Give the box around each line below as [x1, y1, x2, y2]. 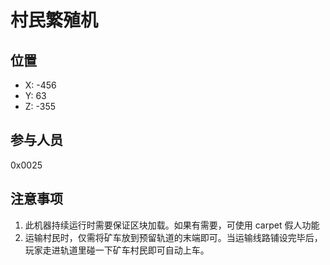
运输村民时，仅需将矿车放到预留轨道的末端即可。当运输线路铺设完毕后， [24, 231, 323, 243]
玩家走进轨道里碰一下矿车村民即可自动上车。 [24, 244, 210, 256]
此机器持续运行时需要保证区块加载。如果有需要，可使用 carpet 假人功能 [24, 219, 320, 231]
